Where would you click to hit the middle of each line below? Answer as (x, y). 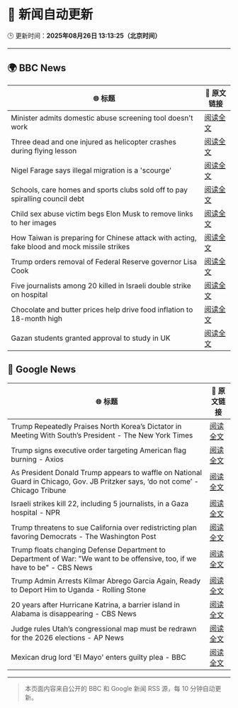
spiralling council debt (48, 198)
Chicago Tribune (39, 490)
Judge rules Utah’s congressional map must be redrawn (104, 628)
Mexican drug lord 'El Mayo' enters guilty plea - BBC (98, 657)
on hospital (29, 294)
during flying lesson (44, 151)
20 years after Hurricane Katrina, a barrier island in (96, 604)
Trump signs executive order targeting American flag (98, 450)
